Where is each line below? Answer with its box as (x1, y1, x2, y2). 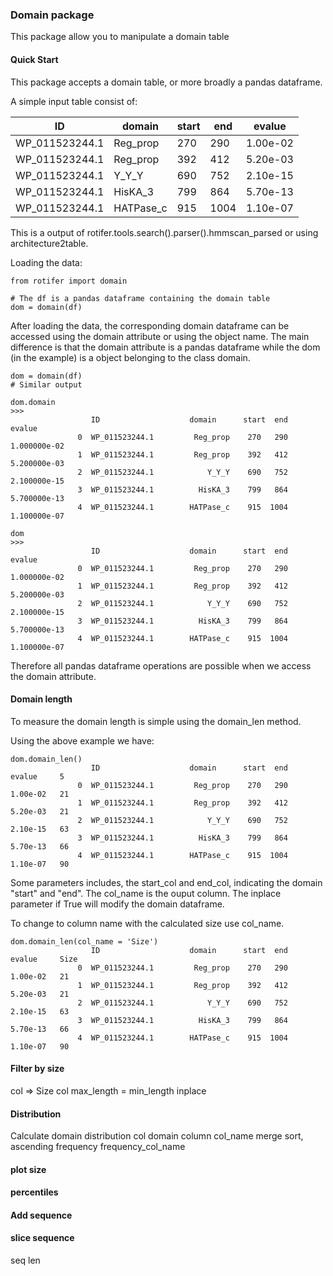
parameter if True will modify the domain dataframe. (10, 898, 225, 910)
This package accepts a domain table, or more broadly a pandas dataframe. (10, 76, 323, 88)
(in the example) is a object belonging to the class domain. (10, 351, 251, 363)
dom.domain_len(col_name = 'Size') (10, 936, 159, 947)
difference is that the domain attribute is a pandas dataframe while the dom (10, 341, 321, 353)
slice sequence (10, 1232, 75, 1244)
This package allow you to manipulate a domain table (10, 31, 230, 43)
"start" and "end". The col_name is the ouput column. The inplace (10, 887, 282, 899)
